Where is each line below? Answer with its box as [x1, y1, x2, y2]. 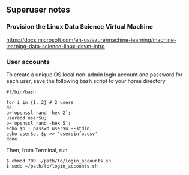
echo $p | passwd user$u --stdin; [6, 125, 93, 131]
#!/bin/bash [6, 89, 36, 95]
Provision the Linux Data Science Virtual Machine [6, 23, 154, 31]
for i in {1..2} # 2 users [6, 99, 74, 105]
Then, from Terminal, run [6, 146, 68, 153]
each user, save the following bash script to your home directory [6, 77, 166, 84]
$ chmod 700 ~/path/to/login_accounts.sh [6, 158, 112, 164]
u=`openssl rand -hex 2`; [6, 110, 71, 116]
